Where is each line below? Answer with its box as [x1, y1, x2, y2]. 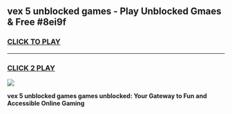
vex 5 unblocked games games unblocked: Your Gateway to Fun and [7, 91, 207, 99]
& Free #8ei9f [7, 17, 67, 28]
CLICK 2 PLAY [7, 63, 55, 73]
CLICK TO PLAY [7, 37, 61, 47]
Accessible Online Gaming [7, 99, 85, 107]
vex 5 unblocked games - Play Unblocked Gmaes [7, 6, 222, 17]
